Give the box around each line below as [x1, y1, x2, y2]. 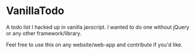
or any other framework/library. [6, 29, 82, 36]
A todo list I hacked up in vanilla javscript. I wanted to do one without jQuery [6, 23, 190, 31]
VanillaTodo [6, 4, 64, 18]
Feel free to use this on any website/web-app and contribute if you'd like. [6, 41, 183, 48]
